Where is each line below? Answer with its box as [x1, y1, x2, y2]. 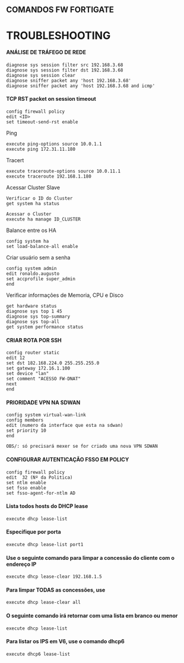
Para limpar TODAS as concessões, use [6, 586, 106, 593]
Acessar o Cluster [6, 211, 52, 217]
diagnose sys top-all [6, 318, 60, 324]
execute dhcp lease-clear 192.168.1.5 [6, 574, 102, 580]
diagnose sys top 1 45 [6, 308, 62, 314]
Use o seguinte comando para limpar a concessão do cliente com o [6, 554, 175, 561]
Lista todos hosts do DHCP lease [6, 503, 88, 510]
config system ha [6, 238, 49, 244]
